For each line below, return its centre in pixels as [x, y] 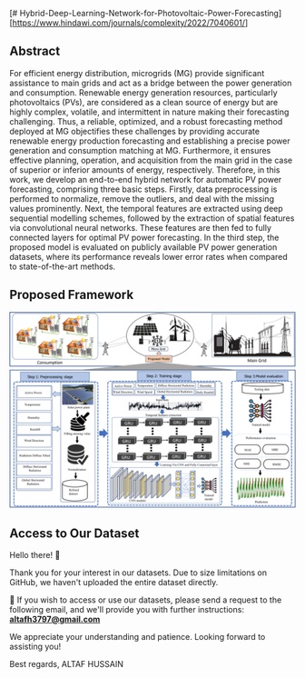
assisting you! [35, 646]
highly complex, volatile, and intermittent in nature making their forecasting [149, 112]
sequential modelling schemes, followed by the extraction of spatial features [152, 218]
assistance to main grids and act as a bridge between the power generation [151, 83]
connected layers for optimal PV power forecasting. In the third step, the [144, 237]
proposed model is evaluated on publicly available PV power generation [143, 247]
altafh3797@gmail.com [55, 619]
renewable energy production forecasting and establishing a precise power [150, 141]
